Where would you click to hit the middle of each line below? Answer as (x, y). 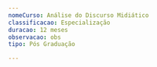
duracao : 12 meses (38, 30)
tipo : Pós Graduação (42, 44)
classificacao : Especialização (59, 23)
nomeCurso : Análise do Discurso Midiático (78, 15)
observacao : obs (35, 37)
